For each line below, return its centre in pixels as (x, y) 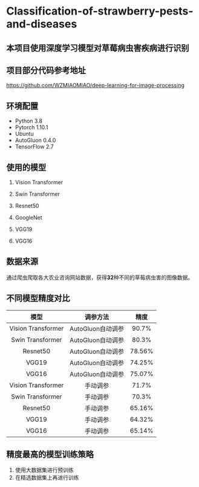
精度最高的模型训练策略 (50, 455)
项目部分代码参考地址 (46, 70)
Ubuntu (24, 134)
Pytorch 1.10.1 (31, 127)
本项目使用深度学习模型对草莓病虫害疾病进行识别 (98, 48)
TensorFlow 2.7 (34, 147)
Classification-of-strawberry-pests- (100, 11)
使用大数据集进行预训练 (44, 470)
